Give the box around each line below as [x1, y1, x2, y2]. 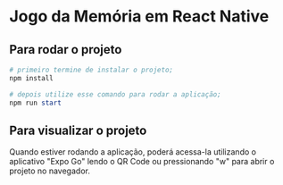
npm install [9, 73, 54, 82]
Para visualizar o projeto [9, 122, 147, 138]
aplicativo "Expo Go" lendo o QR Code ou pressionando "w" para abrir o [9, 156, 275, 167]
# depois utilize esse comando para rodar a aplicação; [9, 89, 221, 99]
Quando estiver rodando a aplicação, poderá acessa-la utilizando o [9, 147, 257, 157]
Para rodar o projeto [9, 42, 122, 57]
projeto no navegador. [9, 165, 91, 176]
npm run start [9, 98, 62, 107]
